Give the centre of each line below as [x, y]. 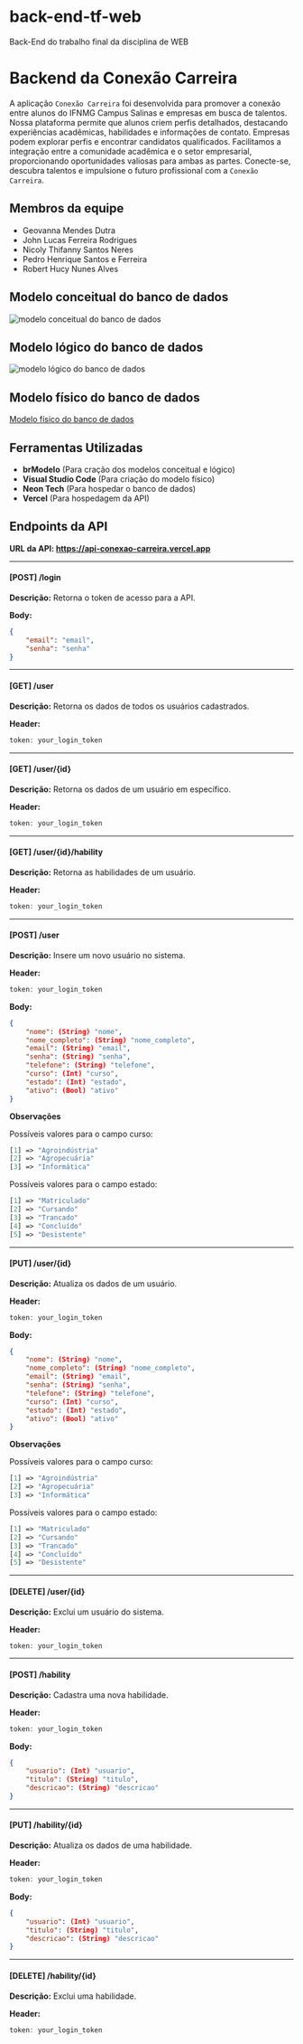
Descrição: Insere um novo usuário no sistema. [97, 955]
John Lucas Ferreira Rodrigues [80, 240]
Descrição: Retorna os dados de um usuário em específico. [120, 789]
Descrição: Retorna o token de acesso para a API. [102, 598]
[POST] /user [35, 935]
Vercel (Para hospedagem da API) [86, 498]
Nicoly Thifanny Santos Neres [78, 250]
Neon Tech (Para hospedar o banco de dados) [109, 488]
